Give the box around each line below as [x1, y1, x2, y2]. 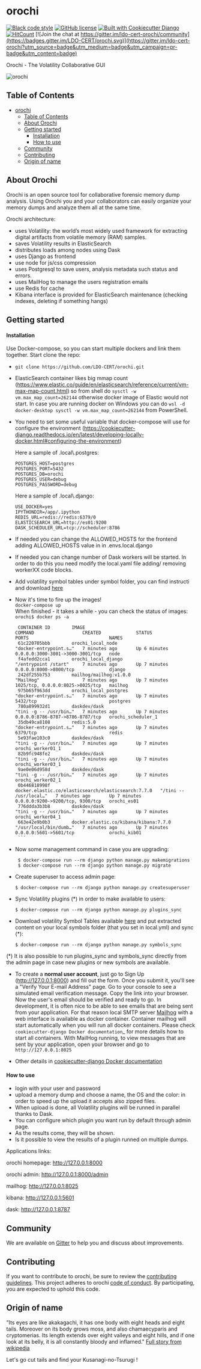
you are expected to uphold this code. [6, 1285, 100, 1293]
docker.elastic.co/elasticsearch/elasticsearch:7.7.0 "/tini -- [14, 788, 185, 794]
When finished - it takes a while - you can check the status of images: [14, 608, 188, 615]
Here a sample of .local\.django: [14, 492, 94, 500]
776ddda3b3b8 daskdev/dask [17, 804, 104, 810]
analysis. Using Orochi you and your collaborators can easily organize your [6, 197, 192, 205]
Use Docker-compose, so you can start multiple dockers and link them [6, 345, 181, 352]
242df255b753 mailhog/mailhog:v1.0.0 [17, 672, 131, 678]
